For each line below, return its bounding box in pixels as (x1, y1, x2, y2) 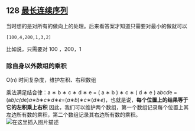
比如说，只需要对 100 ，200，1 (6, 45, 82, 52)
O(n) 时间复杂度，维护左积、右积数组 (6, 76, 96, 84)
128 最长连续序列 (6, 5, 68, 16)
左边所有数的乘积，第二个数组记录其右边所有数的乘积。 (6, 111, 141, 119)
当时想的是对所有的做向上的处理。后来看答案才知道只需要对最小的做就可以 (6, 23, 187, 30)
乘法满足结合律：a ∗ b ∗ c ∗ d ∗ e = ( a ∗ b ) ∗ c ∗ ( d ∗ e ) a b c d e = (6, 89, 177, 96)
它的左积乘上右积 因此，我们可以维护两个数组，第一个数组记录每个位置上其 (6, 104, 189, 111)
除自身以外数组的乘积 (6, 62, 67, 70)
